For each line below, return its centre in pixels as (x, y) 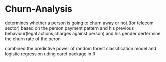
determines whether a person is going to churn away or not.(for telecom (79, 23)
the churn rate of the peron (33, 39)
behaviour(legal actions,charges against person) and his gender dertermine (83, 33)
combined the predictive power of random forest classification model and (81, 48)
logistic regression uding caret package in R (50, 54)
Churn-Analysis (39, 9)
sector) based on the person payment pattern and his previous (70, 28)
